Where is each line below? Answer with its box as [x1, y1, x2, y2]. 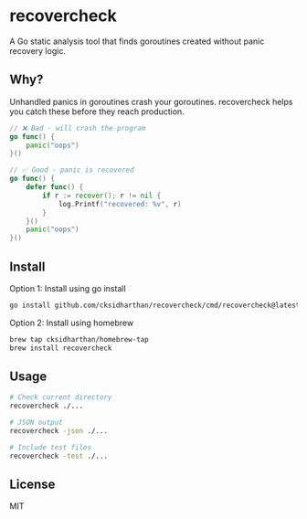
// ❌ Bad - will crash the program [9, 123, 146, 132]
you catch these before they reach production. [9, 106, 185, 117]
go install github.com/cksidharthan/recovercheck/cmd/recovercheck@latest [9, 301, 301, 310]
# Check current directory [9, 393, 112, 402]
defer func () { [26, 183, 84, 192]
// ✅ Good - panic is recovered [9, 165, 134, 175]
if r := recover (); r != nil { [42, 191, 162, 200]
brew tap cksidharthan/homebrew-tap [9, 334, 149, 344]
